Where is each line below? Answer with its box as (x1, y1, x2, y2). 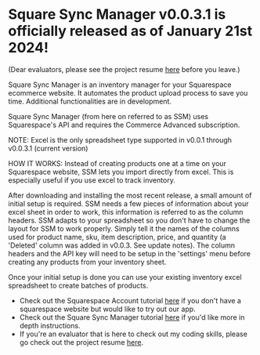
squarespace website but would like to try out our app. (19, 304, 196, 313)
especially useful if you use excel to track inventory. (8, 175, 176, 185)
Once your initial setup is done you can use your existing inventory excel (8, 272, 242, 281)
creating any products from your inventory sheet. (8, 257, 167, 266)
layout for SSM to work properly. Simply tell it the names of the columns (8, 223, 240, 233)
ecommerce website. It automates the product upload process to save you (8, 88, 248, 97)
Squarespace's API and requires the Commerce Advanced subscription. (8, 120, 240, 129)
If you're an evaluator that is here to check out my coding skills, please (19, 329, 248, 339)
